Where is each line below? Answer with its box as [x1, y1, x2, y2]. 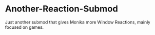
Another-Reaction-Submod [5, 3, 118, 14]
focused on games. [5, 24, 44, 30]
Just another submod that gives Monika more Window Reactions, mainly [5, 19, 151, 25]
